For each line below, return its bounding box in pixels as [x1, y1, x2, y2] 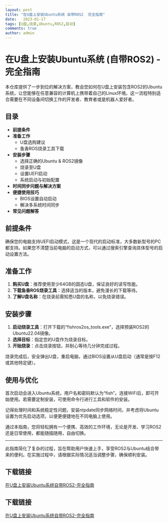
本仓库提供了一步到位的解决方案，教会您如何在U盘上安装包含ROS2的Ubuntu [5, 84, 162, 90]
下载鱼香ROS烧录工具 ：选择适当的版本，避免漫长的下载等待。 [12, 288, 140, 294]
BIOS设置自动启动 [19, 195, 57, 201]
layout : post [5, 7, 32, 13]
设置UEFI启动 [19, 170, 47, 176]
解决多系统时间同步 [19, 201, 60, 208]
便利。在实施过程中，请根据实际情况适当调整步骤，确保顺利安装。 [13, 452, 150, 457]
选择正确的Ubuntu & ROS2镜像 [19, 158, 83, 164]
